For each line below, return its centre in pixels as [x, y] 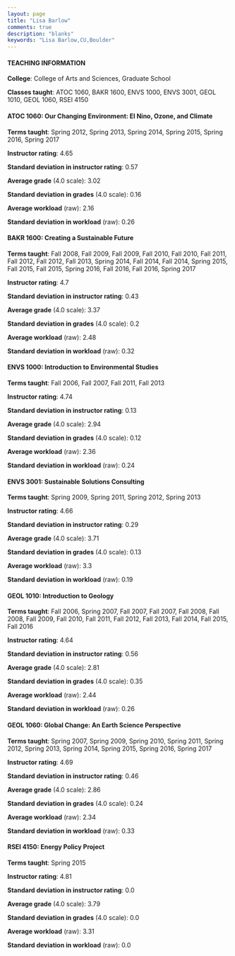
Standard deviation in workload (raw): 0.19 [70, 580]
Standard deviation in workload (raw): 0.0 [69, 945]
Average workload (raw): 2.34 [52, 817]
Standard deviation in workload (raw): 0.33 [71, 831]
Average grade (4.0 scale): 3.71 [53, 538]
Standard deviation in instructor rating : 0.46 [73, 775]
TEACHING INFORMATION [47, 63]
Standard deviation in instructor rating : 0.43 [73, 296]
